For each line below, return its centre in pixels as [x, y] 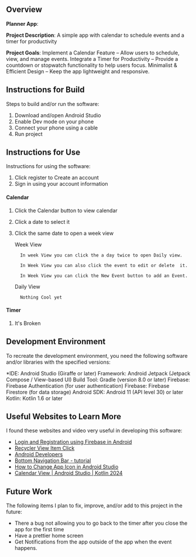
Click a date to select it [42, 221]
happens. [26, 548]
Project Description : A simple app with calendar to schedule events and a [95, 35]
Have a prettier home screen [49, 536]
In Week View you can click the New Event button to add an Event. [104, 276]
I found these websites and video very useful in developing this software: [94, 430]
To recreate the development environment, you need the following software [97, 356]
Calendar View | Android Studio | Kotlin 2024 [68, 473]
